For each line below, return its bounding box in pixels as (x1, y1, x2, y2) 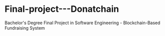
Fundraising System (4, 25, 45, 31)
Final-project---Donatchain (4, 3, 120, 15)
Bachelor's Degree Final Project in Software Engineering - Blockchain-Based (4, 20, 161, 26)
